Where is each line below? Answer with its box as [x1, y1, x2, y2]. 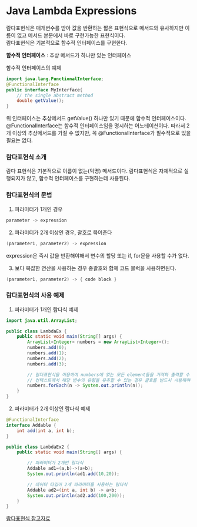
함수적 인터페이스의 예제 [6, 64, 62, 71]
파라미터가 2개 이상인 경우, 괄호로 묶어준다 [14, 229, 112, 236]
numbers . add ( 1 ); [27, 350, 67, 356]
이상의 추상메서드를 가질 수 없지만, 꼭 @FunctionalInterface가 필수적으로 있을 [12, 130, 191, 137]
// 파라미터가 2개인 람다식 [27, 460, 84, 466]
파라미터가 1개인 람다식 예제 [14, 305, 78, 313]
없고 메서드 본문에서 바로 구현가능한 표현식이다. [16, 31, 125, 39]
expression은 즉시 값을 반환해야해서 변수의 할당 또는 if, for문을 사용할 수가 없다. [6, 252, 189, 259]
